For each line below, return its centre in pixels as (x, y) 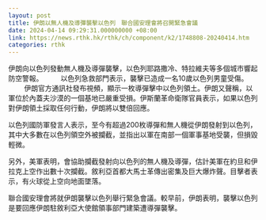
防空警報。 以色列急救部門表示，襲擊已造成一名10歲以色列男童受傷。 (128, 78)
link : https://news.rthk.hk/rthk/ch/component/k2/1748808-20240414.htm (129, 38)
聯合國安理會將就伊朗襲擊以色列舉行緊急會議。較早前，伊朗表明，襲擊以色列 (133, 198)
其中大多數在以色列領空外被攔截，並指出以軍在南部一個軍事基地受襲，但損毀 (133, 135)
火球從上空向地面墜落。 (67, 181)
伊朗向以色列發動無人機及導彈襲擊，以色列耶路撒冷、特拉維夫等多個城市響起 (133, 69)
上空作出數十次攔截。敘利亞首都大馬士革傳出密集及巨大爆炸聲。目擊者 (136, 172)
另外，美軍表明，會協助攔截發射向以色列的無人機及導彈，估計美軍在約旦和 (129, 161)
